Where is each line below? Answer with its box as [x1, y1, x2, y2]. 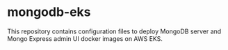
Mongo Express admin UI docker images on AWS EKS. [7, 34, 163, 42]
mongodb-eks [7, 4, 92, 20]
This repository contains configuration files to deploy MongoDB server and [7, 27, 222, 35]
